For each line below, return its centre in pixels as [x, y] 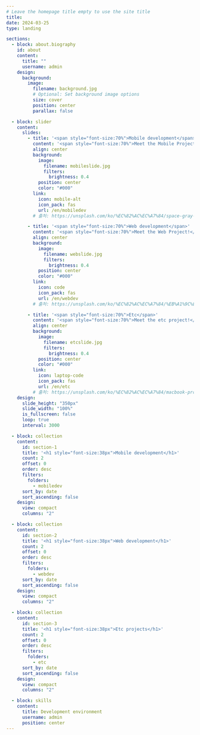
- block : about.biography [44, 45]
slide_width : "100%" [47, 409]
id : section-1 [40, 447]
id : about [29, 50]
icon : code [51, 287]
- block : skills [32, 701]
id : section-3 [40, 623]
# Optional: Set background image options [86, 95]
